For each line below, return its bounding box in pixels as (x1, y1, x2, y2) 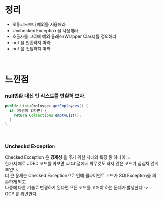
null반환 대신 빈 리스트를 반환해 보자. (5, 93, 86, 100)
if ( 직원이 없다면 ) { (9, 108, 47, 113)
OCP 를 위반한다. (5, 191, 38, 197)
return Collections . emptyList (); (14, 113, 82, 118)
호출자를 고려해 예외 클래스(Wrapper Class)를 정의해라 (12, 33, 117, 39)
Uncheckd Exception (5, 143, 55, 150)
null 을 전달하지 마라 (12, 46, 51, 51)
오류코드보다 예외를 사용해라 (12, 21, 66, 27)
